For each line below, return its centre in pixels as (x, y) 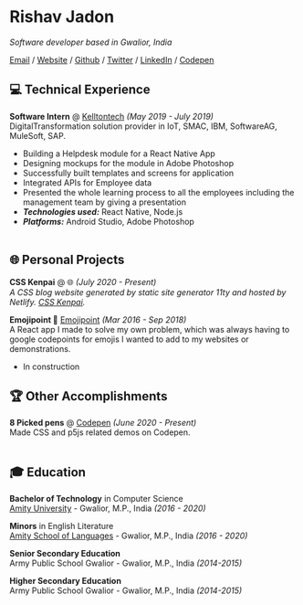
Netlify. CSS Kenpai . (47, 302)
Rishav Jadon (62, 17)
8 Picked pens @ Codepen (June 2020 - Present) (103, 423)
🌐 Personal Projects (67, 260)
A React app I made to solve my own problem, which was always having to (150, 329)
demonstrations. (40, 348)
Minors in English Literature (62, 526)
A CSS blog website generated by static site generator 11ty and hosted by (148, 292)
